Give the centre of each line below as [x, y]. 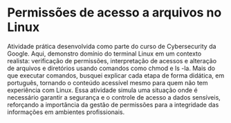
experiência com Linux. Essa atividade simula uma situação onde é [103, 90]
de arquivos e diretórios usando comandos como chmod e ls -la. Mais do [111, 68]
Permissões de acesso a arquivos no [114, 13]
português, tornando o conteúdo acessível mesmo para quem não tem [108, 82]
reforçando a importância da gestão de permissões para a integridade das [113, 104]
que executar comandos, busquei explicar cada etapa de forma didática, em [116, 75]
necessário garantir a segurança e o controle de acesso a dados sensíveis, [114, 97]
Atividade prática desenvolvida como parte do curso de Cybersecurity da [112, 46]
